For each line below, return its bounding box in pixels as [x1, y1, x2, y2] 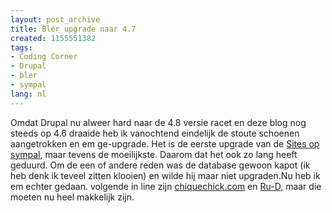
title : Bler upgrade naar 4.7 [10, 24, 137, 34]
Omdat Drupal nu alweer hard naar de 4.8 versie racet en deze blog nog [10, 116, 307, 128]
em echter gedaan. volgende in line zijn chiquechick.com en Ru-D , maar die [10, 180, 322, 192]
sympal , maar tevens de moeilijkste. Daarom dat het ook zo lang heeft [10, 148, 298, 160]
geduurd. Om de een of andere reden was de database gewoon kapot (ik [10, 159, 311, 171]
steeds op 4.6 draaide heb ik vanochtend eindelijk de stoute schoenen [10, 127, 300, 139]
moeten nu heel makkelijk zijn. [10, 191, 135, 203]
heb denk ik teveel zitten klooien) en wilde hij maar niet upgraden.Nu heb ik [10, 169, 321, 181]
